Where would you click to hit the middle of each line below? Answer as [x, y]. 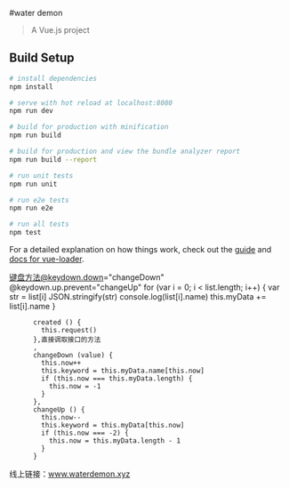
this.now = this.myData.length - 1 [114, 441]
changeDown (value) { [73, 356]
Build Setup [42, 58]
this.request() [69, 331]
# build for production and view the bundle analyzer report [125, 152]
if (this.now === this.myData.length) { [117, 379]
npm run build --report [53, 159]
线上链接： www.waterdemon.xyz [70, 474]
